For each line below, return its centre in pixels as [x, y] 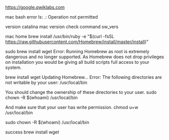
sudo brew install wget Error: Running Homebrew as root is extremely [77, 51]
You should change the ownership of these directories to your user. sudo [81, 92]
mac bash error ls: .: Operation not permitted [52, 17]
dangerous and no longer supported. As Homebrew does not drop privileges [85, 57]
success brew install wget [32, 132]
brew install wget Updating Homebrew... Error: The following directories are [84, 77]
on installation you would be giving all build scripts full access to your [77, 62]
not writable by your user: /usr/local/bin [46, 83]
